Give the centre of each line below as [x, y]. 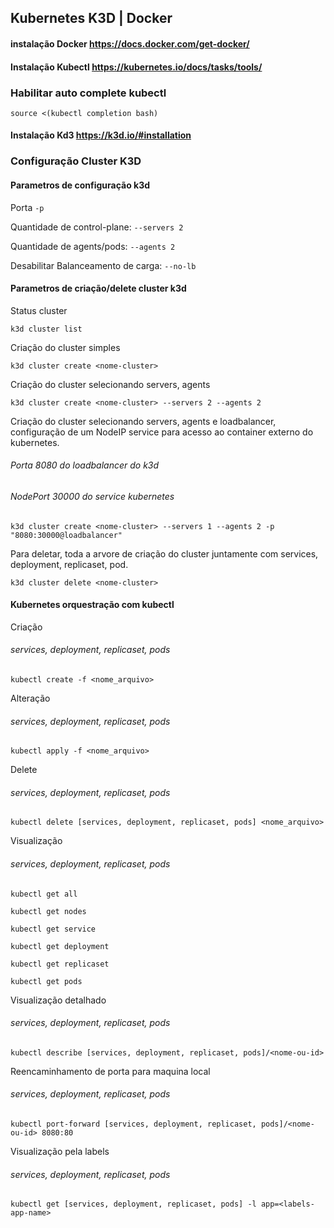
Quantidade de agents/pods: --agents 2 [93, 246]
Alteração [30, 698]
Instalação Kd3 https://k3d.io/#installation [101, 135]
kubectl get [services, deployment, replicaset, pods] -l [133, 1204]
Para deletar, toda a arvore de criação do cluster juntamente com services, [164, 553]
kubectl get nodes [48, 911]
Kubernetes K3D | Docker [91, 18]
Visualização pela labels [60, 1152]
